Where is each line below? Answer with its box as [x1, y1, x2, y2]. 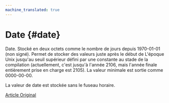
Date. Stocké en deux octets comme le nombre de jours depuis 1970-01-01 [5, 46, 160, 52]
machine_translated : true [5, 7, 60, 13]
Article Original [5, 91, 36, 98]
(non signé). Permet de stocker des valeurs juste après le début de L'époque [5, 51, 164, 57]
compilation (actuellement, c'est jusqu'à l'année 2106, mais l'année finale [5, 61, 157, 68]
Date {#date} [5, 29, 61, 40]
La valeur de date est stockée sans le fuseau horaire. [5, 82, 115, 88]
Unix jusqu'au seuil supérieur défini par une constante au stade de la [5, 56, 148, 62]
